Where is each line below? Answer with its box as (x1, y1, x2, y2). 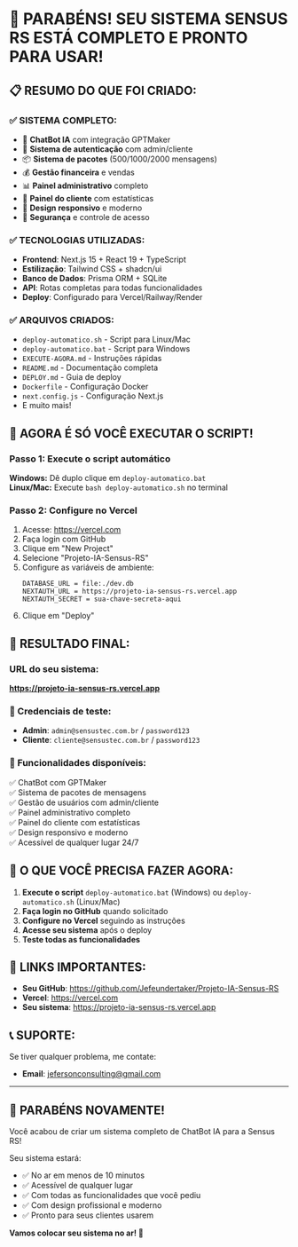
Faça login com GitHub (21, 533, 106, 545)
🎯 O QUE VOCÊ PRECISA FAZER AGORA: (9, 864, 234, 879)
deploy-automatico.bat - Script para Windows (21, 343, 191, 354)
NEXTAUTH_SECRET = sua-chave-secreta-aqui (21, 595, 182, 604)
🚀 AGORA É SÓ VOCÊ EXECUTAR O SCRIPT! (9, 426, 255, 441)
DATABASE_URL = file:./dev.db (21, 580, 135, 588)
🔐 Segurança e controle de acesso (21, 211, 150, 222)
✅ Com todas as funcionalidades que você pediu (21, 1189, 201, 1200)
